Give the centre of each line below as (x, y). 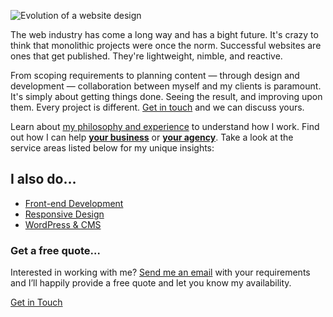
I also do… (43, 179)
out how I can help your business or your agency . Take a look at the (152, 137)
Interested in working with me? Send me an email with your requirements (160, 272)
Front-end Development (74, 203)
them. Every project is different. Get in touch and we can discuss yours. (157, 107)
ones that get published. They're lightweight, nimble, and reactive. (146, 56)
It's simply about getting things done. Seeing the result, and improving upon (166, 96)
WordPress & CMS (63, 224)
